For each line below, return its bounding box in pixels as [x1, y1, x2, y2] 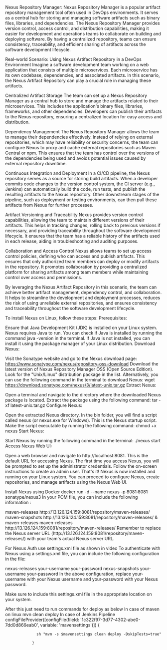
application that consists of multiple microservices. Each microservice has [5, 67, 158, 73]
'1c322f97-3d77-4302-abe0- [80, 617, 141, 623]
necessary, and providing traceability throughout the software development [5, 228, 161, 234]
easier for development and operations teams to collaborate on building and [5, 31, 161, 36]
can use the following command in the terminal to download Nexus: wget [5, 377, 155, 382]
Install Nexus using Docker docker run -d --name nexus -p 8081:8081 [5, 489, 148, 495]
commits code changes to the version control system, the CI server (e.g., [5, 181, 155, 187]
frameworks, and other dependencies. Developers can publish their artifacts [5, 108, 162, 114]
